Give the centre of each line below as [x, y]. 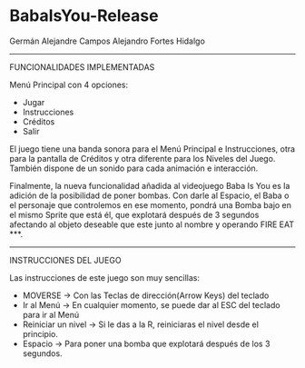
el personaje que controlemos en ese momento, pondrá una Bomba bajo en [151, 204]
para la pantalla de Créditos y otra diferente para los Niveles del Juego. [143, 158]
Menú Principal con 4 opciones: [69, 85]
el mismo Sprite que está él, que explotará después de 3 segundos [134, 214]
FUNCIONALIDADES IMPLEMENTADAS [82, 67]
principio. [40, 333]
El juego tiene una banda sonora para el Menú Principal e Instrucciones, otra [152, 149]
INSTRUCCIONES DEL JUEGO [65, 260]
